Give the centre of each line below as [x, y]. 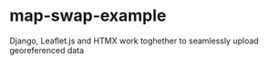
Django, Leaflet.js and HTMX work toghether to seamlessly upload [134, 41]
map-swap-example [88, 16]
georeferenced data [47, 50]
